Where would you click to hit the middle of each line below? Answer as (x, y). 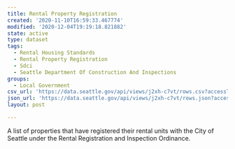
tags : (15, 46)
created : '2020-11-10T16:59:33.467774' (65, 20)
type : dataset (28, 40)
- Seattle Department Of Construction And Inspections (95, 72)
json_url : (22, 99)
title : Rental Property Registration (62, 14)
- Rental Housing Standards (55, 53)
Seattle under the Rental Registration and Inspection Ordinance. (99, 138)
